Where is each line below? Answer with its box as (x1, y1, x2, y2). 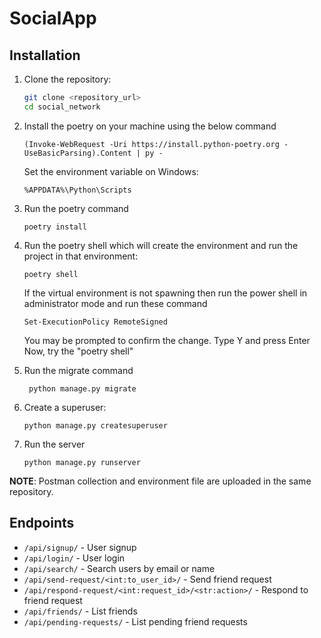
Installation (9, 47, 81, 64)
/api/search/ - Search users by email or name (23, 562, 216, 574)
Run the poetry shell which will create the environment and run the (23, 239, 299, 251)
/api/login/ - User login (23, 552, 126, 564)
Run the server (23, 438, 86, 450)
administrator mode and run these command (23, 297, 208, 309)
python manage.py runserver (23, 457, 141, 467)
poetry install (23, 222, 88, 232)
